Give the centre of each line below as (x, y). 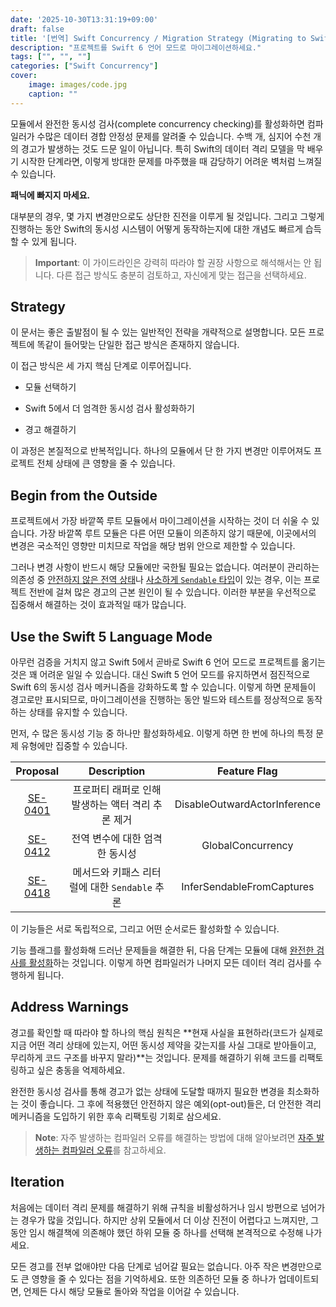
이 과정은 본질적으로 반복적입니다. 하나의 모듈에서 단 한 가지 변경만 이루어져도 (161, 451)
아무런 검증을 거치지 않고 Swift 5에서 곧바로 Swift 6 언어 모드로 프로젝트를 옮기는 (168, 662)
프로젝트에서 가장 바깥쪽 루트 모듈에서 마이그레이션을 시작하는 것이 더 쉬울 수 (160, 521)
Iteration (37, 1182)
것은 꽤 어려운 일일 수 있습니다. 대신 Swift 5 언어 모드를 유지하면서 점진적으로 (160, 675)
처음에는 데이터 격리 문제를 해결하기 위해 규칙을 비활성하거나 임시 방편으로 (154, 1207)
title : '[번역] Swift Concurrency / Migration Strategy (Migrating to (158, 38)
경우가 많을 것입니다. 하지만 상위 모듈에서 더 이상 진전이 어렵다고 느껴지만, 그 (170, 1220)
